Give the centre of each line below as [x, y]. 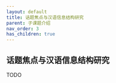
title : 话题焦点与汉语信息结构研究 [45, 17]
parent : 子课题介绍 [28, 23]
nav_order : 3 [23, 29]
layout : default [27, 12]
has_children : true [31, 34]
